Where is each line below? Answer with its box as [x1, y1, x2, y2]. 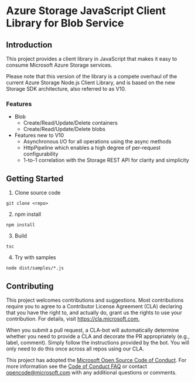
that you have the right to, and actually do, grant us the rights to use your [6, 309, 183, 316]
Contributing [6, 281, 54, 291]
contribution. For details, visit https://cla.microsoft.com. [6, 315, 140, 322]
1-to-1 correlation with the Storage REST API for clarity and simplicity [23, 157, 189, 164]
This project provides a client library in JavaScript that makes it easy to [6, 56, 177, 62]
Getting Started [6, 174, 64, 184]
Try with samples [14, 254, 57, 261]
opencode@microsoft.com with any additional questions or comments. [6, 369, 177, 376]
